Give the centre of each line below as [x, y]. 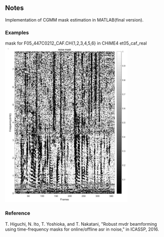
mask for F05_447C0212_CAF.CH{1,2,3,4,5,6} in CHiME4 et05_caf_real [76, 43]
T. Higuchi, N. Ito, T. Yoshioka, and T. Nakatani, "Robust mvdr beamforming [81, 224]
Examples [17, 32]
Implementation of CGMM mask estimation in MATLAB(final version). [74, 20]
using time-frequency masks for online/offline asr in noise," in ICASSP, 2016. [82, 229]
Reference [18, 213]
